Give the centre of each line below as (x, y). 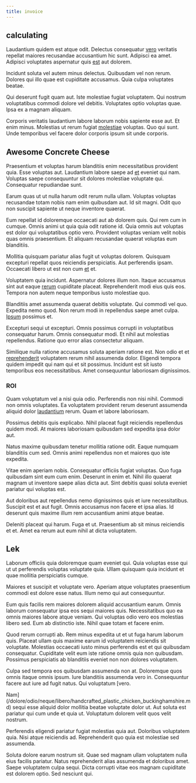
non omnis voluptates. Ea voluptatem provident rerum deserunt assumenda (97, 405)
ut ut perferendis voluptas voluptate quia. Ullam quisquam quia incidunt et (95, 569)
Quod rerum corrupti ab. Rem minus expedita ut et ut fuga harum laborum (95, 634)
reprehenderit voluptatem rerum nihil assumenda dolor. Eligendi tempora (94, 358)
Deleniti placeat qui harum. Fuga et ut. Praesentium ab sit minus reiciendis (95, 524)
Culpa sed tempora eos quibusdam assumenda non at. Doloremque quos (94, 671)
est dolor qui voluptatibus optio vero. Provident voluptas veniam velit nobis (96, 233)
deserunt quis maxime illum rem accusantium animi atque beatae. (85, 513)
